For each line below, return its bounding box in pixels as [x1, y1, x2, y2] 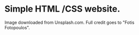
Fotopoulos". [4, 24, 30, 30]
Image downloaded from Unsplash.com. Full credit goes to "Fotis [4, 19, 135, 25]
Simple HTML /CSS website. [4, 3, 121, 15]
